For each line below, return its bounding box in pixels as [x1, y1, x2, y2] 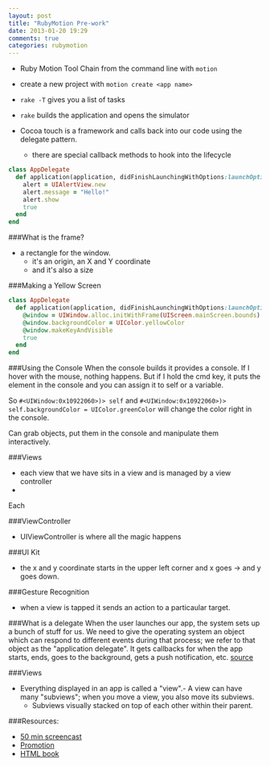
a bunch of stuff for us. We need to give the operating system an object [8, 627, 245, 637]
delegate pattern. [19, 134, 78, 145]
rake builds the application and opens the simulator [19, 110, 190, 121]
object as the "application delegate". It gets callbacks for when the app [8, 644, 243, 653]
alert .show [22, 195, 59, 203]
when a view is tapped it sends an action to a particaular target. [19, 603, 231, 612]
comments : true [8, 34, 59, 43]
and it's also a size [31, 265, 94, 275]
